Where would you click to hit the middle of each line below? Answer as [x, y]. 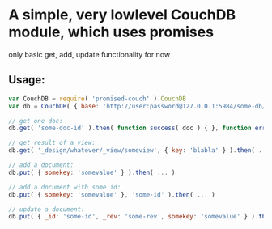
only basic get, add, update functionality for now [89, 54]
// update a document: [47, 209]
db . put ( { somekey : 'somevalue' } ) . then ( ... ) [92, 172]
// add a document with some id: [65, 187]
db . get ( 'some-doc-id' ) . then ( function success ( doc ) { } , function [130, 128]
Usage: [27, 80]
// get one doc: [36, 121]
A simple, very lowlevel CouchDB [122, 15]
